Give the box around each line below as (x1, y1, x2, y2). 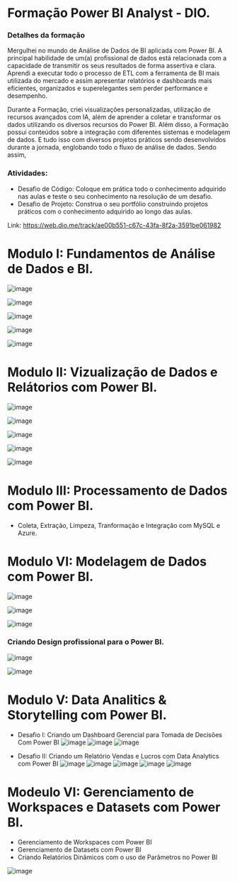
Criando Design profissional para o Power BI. (7, 637, 164, 647)
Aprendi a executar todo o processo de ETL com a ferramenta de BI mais (7, 69, 220, 77)
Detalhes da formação (7, 31, 85, 40)
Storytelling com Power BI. (7, 707, 168, 723)
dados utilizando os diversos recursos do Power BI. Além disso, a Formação (7, 121, 229, 129)
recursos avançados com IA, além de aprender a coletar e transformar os (7, 113, 221, 121)
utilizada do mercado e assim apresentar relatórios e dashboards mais (7, 77, 212, 85)
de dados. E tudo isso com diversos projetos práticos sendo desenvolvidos (7, 136, 226, 144)
